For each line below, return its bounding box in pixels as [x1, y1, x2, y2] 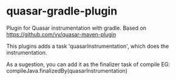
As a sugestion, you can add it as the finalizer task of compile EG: [6, 61, 171, 68]
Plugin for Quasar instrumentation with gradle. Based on [6, 24, 147, 32]
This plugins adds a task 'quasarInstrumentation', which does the [6, 42, 169, 50]
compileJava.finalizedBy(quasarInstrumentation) [6, 67, 128, 74]
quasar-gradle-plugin [6, 4, 118, 18]
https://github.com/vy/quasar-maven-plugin [6, 30, 117, 38]
